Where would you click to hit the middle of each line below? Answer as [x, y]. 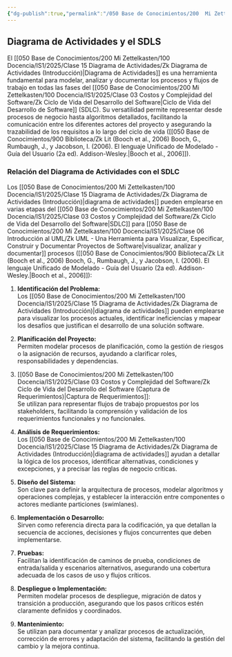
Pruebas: [31, 553]
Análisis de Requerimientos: [58, 432]
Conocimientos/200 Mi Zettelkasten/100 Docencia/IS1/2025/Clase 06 [106, 231]
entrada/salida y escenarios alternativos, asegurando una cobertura [114, 568]
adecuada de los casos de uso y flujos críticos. [84, 575]
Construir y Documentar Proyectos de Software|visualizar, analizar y [104, 246]
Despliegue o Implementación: [62, 588]
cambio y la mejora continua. [58, 646]
